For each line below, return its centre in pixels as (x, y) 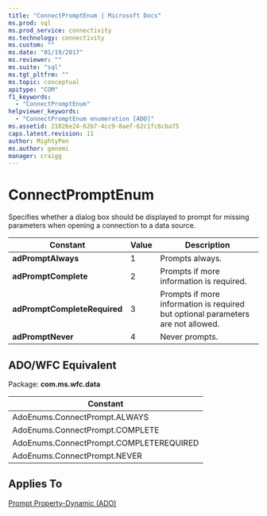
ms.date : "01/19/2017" (46, 52)
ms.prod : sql (30, 23)
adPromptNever (43, 337)
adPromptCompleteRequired (68, 309)
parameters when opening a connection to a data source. (102, 225)
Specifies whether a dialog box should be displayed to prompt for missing (129, 217)
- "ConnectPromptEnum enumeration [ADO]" (85, 119)
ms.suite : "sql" (35, 67)
